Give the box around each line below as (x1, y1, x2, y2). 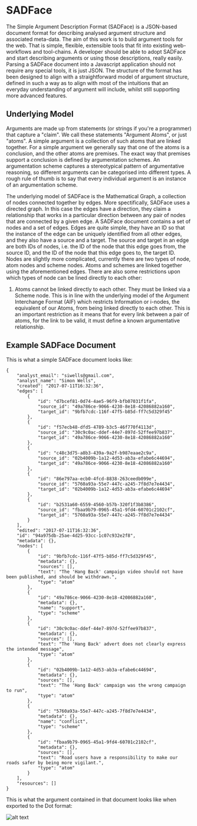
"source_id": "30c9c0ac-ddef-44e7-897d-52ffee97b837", (37, 429, 176, 435)
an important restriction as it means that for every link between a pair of (14, 310, 189, 317)
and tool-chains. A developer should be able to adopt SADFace (32, 48, 186, 55)
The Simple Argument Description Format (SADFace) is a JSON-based (6, 23, 178, 30)
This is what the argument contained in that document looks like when (6, 796, 177, 803)
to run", (6, 687, 28, 693)
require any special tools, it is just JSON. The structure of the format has (6, 67, 182, 74)
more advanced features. (6, 92, 68, 99)
